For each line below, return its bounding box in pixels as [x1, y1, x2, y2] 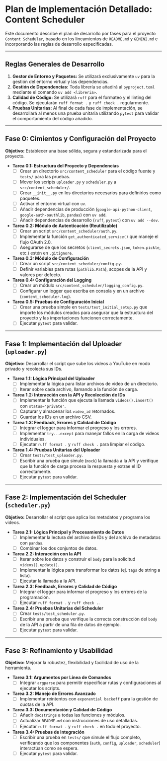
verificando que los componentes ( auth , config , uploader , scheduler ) [19, 740, 161, 746]
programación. [19, 595, 50, 601]
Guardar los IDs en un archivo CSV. [19, 414, 92, 420]
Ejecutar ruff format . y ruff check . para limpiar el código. [19, 441, 146, 447]
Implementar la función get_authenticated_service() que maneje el [19, 233, 159, 239]
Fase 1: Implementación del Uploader [5, 339, 122, 348]
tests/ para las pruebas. [19, 173, 71, 179]
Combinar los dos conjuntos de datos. [19, 545, 98, 551]
